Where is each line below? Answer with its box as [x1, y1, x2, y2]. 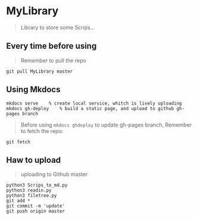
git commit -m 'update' [6, 203, 65, 209]
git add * [6, 198, 31, 204]
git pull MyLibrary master [6, 68, 73, 74]
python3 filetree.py [6, 193, 58, 199]
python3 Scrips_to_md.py [6, 183, 68, 188]
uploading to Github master [20, 171, 88, 178]
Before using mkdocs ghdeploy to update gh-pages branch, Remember [20, 121, 192, 128]
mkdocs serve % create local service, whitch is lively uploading [6, 100, 183, 106]
